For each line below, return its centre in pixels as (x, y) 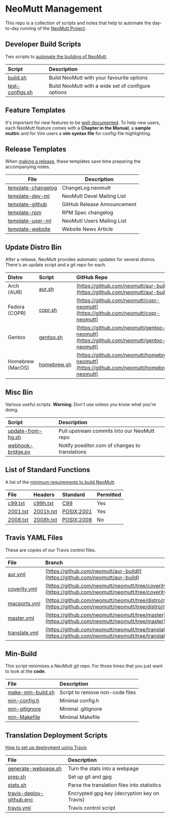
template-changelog (32, 188)
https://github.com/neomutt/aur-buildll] (94, 571)
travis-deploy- (26, 794)
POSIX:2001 (77, 511)
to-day (12, 28)
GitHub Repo (92, 277)
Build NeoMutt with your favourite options (98, 78)
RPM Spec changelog (88, 213)
